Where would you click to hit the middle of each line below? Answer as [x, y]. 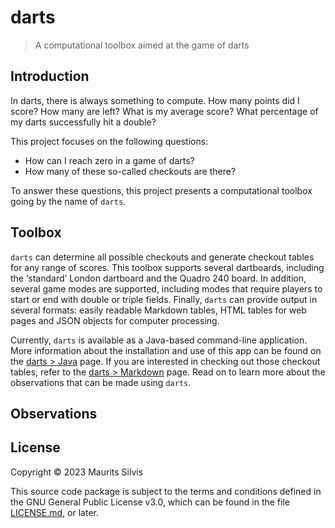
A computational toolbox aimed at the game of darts [142, 45]
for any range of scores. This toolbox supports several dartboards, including [167, 267]
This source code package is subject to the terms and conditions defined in [166, 491]
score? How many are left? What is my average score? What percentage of [164, 111]
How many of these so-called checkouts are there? [130, 171]
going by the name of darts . [68, 201]
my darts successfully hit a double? [83, 122]
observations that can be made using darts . [101, 382]
